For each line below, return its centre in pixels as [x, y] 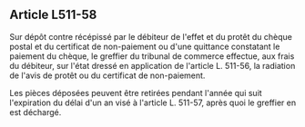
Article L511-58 [53, 15]
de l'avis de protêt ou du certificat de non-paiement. [107, 75]
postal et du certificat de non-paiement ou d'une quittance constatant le [145, 46]
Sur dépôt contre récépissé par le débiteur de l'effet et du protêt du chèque [151, 36]
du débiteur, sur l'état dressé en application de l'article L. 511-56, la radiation [152, 65]
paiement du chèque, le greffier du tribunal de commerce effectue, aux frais [152, 56]
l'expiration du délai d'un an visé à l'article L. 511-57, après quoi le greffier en [153, 103]
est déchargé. [36, 112]
